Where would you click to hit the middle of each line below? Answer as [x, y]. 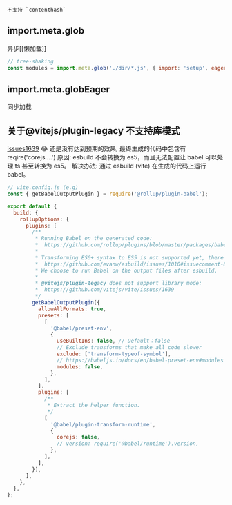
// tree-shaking [30, 61]
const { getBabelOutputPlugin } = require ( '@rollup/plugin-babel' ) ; [108, 194]
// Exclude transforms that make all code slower [129, 348]
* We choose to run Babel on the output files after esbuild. [126, 270]
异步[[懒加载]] [27, 48]
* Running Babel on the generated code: [94, 239]
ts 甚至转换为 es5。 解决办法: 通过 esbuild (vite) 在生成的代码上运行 [110, 166]
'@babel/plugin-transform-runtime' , [103, 424]
